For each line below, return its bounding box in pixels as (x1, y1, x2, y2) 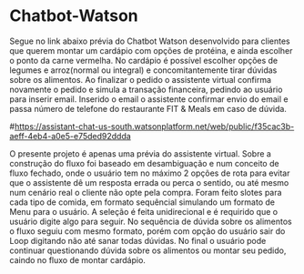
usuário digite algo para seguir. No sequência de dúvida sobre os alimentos (9, 216, 293, 227)
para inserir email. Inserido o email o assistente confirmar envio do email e (9, 93, 289, 105)
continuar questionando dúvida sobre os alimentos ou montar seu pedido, (9, 245, 287, 256)
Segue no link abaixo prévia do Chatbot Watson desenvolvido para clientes (9, 36, 290, 46)
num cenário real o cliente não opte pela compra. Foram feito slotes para (9, 187, 282, 198)
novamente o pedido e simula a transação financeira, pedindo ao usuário (9, 84, 283, 95)
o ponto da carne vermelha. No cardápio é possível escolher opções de (9, 55, 279, 66)
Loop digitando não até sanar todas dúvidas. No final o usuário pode (9, 235, 267, 246)
